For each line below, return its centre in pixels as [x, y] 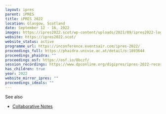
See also [14, 97]
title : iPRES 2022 [24, 19]
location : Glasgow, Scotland [35, 23]
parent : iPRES [20, 14]
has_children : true [25, 69]
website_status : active [30, 42]
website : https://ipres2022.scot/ [41, 37]
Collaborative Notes [32, 106]
